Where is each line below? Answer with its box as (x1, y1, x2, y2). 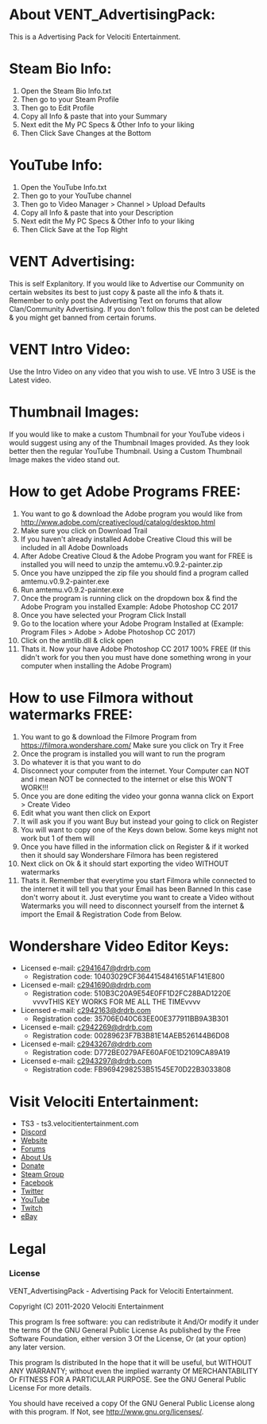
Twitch (20, 1203, 43, 1213)
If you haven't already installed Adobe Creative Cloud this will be (20, 534, 233, 544)
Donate (20, 1161, 45, 1170)
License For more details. (9, 1383, 92, 1392)
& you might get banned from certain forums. (9, 312, 157, 322)
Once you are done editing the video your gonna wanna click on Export (20, 791, 254, 801)
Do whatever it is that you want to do (20, 757, 141, 766)
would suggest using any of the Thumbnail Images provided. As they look (9, 437, 250, 447)
